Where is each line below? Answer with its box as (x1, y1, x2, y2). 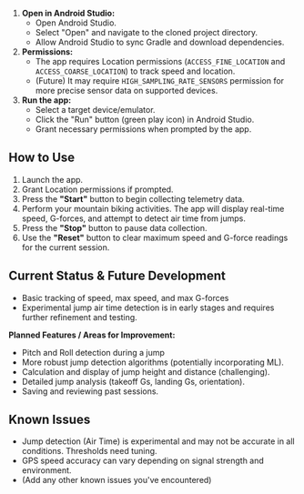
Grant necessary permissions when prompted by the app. (35, 124, 252, 135)
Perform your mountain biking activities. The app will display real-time (21, 203, 285, 214)
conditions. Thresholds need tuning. (21, 446, 157, 457)
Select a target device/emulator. (35, 105, 156, 115)
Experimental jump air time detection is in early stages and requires (21, 302, 275, 313)
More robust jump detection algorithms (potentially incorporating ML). (21, 357, 284, 368)
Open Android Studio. (35, 17, 117, 28)
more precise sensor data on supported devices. (35, 86, 218, 96)
